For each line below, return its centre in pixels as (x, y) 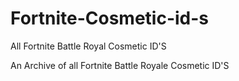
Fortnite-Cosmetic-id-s (110, 18)
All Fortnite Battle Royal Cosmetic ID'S (88, 46)
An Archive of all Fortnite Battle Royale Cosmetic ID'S (120, 65)
